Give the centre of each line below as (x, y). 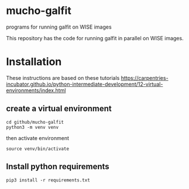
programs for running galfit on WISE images (59, 27)
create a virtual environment (59, 109)
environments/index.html (36, 90)
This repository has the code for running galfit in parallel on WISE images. (95, 38)
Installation (34, 62)
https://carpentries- (145, 78)
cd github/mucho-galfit (35, 122)
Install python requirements (58, 167)
